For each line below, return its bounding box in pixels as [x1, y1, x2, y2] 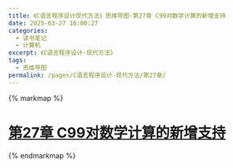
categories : [8, 26, 48, 34]
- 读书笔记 [15, 34, 47, 42]
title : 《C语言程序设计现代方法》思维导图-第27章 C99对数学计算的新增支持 [8, 11, 226, 20]
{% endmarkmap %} [8, 150, 76, 160]
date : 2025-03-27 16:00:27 [8, 19, 99, 27]
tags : [8, 57, 26, 65]
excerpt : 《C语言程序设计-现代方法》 [8, 49, 117, 57]
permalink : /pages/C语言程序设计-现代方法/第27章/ [8, 71, 167, 79]
